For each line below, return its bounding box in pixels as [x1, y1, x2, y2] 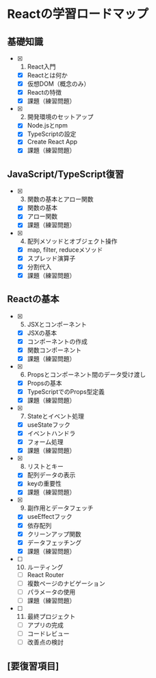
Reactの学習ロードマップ [7, 6, 148, 22]
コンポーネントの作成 [27, 337, 88, 345]
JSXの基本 [27, 329, 57, 337]
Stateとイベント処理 [27, 412, 84, 420]
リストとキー [27, 463, 64, 471]
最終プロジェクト [27, 612, 76, 620]
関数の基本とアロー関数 [27, 195, 94, 203]
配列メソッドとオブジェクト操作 [27, 237, 118, 245]
